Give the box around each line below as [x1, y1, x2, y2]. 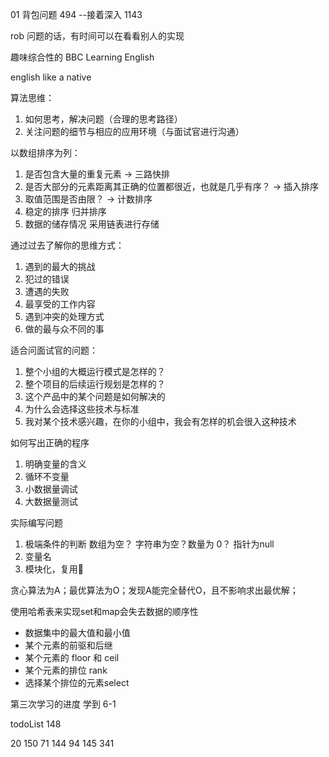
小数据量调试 [24, 483, 78, 495]
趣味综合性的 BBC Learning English [10, 51, 155, 63]
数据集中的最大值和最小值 [24, 627, 131, 638]
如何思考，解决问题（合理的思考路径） [24, 113, 183, 125]
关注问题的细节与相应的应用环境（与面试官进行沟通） [24, 126, 245, 137]
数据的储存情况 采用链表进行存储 [24, 218, 160, 230]
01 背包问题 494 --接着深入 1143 [10, 9, 143, 20]
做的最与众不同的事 [24, 323, 105, 335]
